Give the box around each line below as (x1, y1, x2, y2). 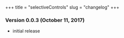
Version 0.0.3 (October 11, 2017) (5, 16, 85, 23)
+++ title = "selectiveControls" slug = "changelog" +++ (5, 4, 119, 10)
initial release (12, 28, 40, 34)
